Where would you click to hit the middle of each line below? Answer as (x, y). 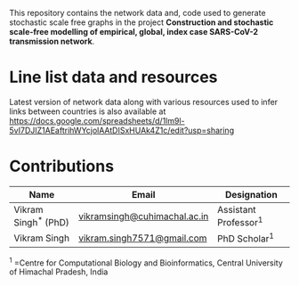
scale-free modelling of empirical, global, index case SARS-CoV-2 (133, 32)
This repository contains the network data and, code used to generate (137, 13)
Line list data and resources (113, 77)
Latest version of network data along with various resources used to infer (144, 102)
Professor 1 (240, 221)
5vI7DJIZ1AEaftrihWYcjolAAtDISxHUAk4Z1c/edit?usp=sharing (121, 130)
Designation (251, 194)
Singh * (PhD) (41, 221)
